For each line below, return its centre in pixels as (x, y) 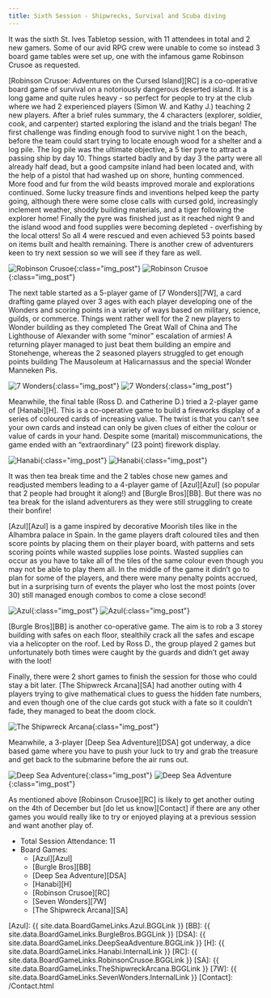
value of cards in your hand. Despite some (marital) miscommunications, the (135, 436)
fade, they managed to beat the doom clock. (82, 710)
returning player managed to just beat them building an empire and (120, 344)
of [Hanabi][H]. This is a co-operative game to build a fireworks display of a (134, 410)
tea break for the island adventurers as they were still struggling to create (131, 501)
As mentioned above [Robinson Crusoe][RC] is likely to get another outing (131, 800)
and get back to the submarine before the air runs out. (99, 759)
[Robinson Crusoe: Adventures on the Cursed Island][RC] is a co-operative (133, 80)
